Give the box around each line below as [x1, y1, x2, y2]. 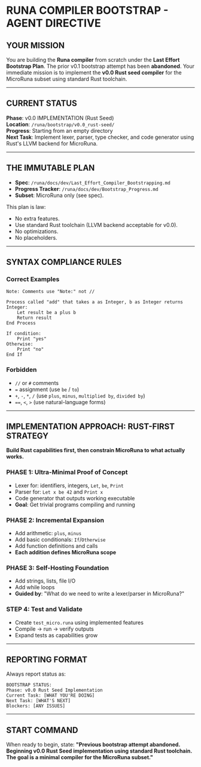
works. [6, 453, 24, 460]
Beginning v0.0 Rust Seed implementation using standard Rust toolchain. [6, 747, 193, 754]
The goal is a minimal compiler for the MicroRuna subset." [6, 754, 154, 761]
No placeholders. [14, 234, 58, 241]
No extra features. [14, 214, 60, 222]
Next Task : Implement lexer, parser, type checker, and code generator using [6, 133, 194, 141]
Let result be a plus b [17, 310, 77, 316]
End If [6, 352, 23, 358]
